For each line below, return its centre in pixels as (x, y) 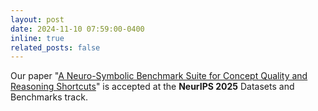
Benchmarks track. (49, 97)
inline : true (37, 38)
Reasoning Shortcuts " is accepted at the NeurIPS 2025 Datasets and (152, 87)
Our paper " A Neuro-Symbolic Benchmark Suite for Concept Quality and (159, 76)
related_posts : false (55, 47)
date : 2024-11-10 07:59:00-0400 (77, 29)
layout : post (37, 19)
